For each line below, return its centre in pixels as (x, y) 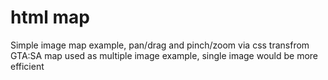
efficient (27, 66)
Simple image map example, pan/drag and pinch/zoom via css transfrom (160, 45)
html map (50, 17)
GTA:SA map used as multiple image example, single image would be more (164, 55)
